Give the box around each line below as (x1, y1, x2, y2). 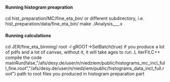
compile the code (5, 54, 42, 61)
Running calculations (5, 32, 51, 38)
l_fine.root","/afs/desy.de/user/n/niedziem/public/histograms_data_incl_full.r (5, 65, 164, 71)
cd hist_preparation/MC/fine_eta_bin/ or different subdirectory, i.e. (5, 15, 144, 21)
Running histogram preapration (5, 4, 73, 10)
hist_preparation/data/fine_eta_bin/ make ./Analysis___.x (5, 21, 123, 27)
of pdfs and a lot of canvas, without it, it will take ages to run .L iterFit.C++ (5, 49, 160, 56)
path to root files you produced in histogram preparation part (17, 71, 145, 77)
